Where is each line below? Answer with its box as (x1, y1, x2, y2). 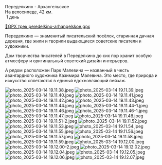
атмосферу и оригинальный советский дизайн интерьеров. (5, 58, 129, 64)
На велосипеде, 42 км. (5, 9, 53, 15)
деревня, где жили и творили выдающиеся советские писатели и (5, 38, 142, 44)
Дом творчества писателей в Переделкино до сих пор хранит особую (5, 53, 152, 58)
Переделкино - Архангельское (5, 4, 70, 9)
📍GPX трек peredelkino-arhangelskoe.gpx (5, 23, 90, 29)
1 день (6, 14, 19, 20)
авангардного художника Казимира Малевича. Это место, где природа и (5, 73, 158, 78)
